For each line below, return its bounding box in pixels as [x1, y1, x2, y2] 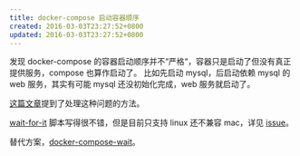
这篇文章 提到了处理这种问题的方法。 [9, 98, 145, 109]
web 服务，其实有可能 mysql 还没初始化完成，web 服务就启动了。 [9, 79, 256, 90]
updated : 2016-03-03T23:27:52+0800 [9, 30, 144, 39]
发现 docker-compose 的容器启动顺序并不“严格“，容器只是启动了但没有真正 [9, 56, 292, 67]
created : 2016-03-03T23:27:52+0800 [9, 22, 144, 31]
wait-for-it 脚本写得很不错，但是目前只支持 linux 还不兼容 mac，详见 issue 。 [9, 117, 295, 128]
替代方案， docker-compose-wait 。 [9, 137, 140, 148]
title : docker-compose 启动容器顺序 [9, 13, 140, 23]
